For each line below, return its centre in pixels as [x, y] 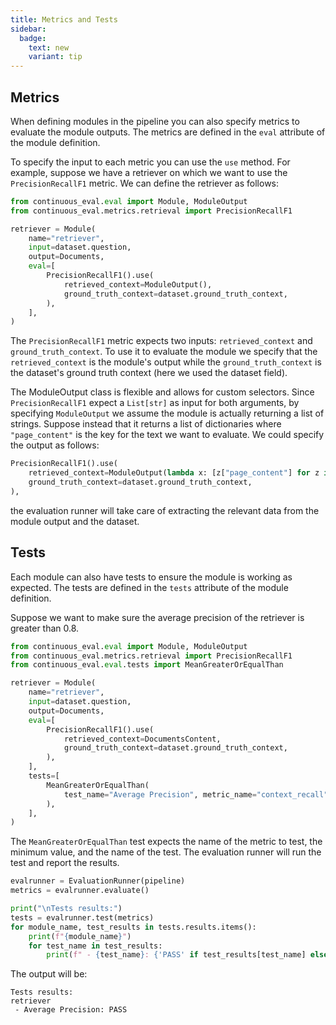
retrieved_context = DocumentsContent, [142, 739]
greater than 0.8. [45, 628]
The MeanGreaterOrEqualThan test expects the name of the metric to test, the [166, 842]
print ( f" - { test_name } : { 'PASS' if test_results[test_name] [176, 955]
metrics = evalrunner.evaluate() [80, 891]
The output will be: [49, 974]
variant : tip [55, 57]
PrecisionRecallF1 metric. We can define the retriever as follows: [145, 183]
